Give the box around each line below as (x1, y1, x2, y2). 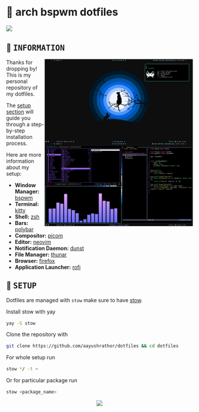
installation (6, 133, 33, 140)
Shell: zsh (14, 213, 40, 220)
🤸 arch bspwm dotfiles (6, 5, 118, 19)
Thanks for (6, 59, 33, 66)
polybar (14, 226, 34, 233)
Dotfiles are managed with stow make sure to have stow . (6, 296, 143, 303)
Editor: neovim (14, 238, 52, 245)
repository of (6, 84, 38, 91)
